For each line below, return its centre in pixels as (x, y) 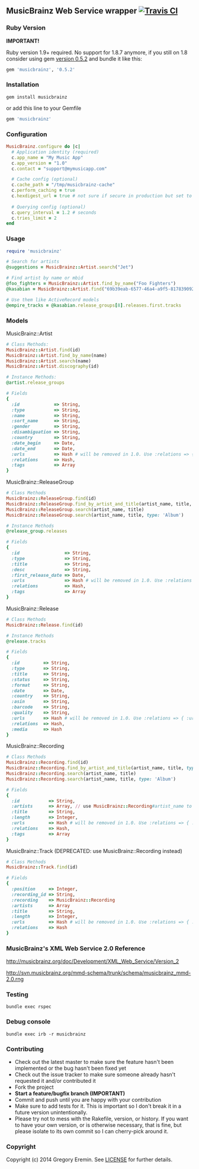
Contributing (25, 1049)
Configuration (27, 134)
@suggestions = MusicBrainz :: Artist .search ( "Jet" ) (70, 267)
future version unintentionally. (51, 1113)
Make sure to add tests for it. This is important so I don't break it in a (98, 1106)
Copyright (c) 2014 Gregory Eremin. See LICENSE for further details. (89, 1159)
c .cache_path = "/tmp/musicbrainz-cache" (63, 185)
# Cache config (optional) (45, 179)
